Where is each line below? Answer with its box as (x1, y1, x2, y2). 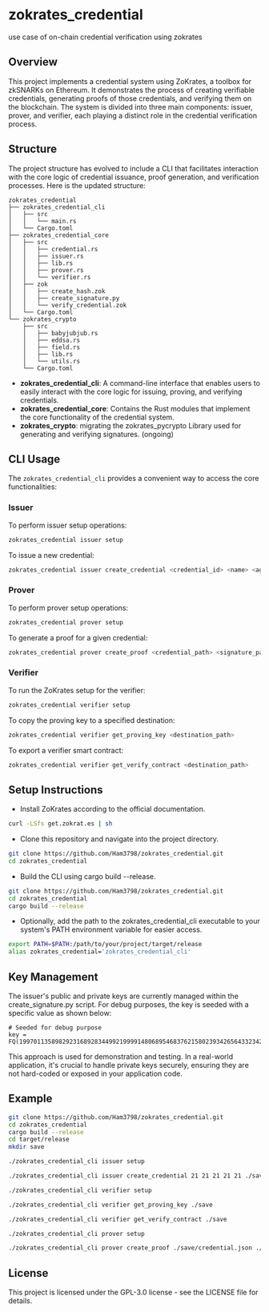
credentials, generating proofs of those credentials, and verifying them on (8, 94, 252, 103)
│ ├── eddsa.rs (22, 336, 81, 344)
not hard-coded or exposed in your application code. (8, 1069, 183, 1078)
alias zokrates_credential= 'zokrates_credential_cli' (8, 948, 192, 956)
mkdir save (8, 1143, 45, 1151)
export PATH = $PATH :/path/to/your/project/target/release (8, 941, 203, 949)
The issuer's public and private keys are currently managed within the (8, 991, 239, 1001)
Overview (8, 55, 58, 69)
